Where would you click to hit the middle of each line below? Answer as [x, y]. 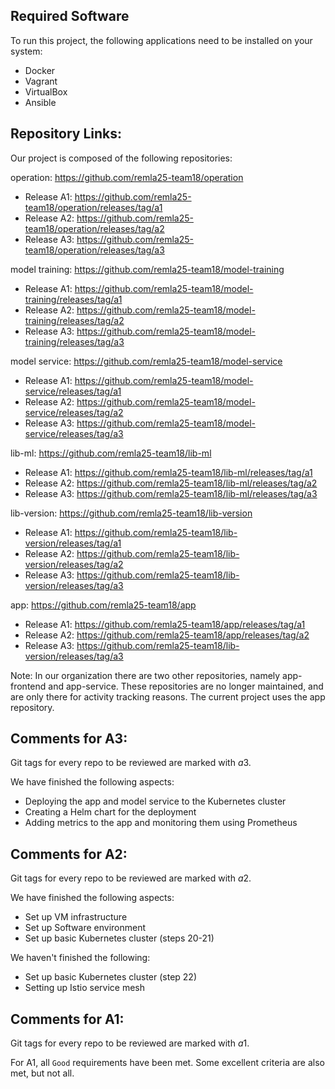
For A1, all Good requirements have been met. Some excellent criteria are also [167, 1063]
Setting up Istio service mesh [85, 988]
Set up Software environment [85, 928]
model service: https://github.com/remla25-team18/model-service [146, 361]
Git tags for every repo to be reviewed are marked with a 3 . [131, 763]
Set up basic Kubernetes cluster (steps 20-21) [119, 938]
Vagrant [41, 81]
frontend [28, 686]
